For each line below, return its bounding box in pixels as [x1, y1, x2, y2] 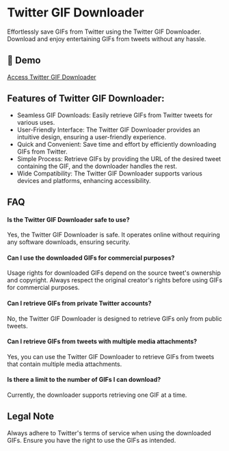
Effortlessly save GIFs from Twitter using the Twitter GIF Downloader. [7, 27, 202, 36]
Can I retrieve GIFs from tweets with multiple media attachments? [7, 337, 198, 345]
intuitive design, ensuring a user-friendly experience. [16, 132, 167, 141]
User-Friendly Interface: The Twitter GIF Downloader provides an [16, 125, 200, 134]
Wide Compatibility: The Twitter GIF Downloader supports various [16, 169, 203, 178]
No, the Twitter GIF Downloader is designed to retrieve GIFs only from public [7, 314, 222, 323]
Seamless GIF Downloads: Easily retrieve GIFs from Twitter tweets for [16, 111, 213, 119]
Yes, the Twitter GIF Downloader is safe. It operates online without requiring [7, 231, 220, 239]
